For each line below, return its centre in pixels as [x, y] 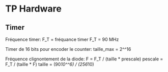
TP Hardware [34, 9]
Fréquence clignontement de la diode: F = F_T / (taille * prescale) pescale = [84, 59]
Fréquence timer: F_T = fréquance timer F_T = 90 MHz [62, 39]
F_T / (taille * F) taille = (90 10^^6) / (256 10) [50, 64]
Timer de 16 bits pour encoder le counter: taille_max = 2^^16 [68, 49]
